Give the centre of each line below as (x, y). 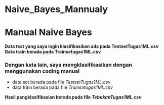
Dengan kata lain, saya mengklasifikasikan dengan (69, 65)
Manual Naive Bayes (48, 33)
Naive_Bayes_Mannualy (56, 9)
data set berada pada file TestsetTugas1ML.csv (61, 82)
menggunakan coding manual (42, 71)
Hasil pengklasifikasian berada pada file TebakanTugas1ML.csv (73, 97)
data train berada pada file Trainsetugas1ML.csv (63, 87)
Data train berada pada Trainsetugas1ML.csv (53, 52)
